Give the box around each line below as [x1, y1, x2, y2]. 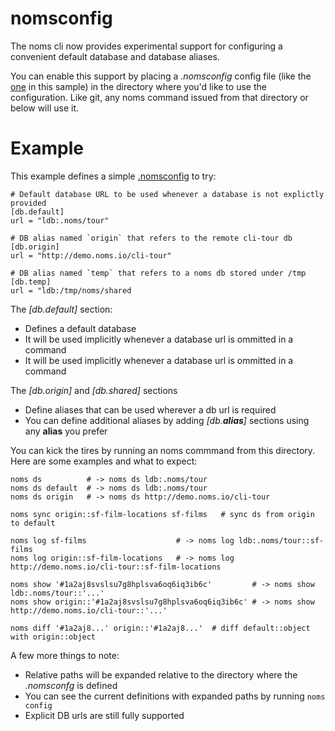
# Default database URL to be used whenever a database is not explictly [10, 189, 325, 199]
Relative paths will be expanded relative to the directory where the [24, 668, 298, 681]
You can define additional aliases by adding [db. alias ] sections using [24, 414, 310, 426]
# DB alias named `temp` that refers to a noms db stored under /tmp [10, 268, 307, 278]
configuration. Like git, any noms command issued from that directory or [10, 91, 309, 103]
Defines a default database [24, 322, 137, 334]
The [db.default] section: [10, 303, 113, 315]
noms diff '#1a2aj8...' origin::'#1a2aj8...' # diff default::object [10, 623, 311, 633]
